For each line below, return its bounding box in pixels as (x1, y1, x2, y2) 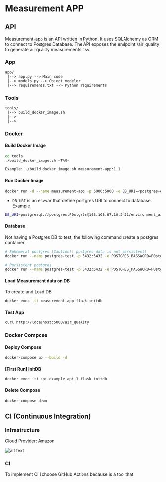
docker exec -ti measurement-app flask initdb (5, 298, 103, 304)
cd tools (5, 153, 23, 159)
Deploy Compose (5, 344, 41, 350)
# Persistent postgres (5, 263, 52, 268)
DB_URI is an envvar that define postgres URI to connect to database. (12, 198, 152, 204)
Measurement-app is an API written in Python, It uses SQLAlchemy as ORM (5, 36, 159, 42)
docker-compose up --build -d (5, 355, 68, 360)
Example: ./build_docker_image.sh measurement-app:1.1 (5, 167, 121, 172)
